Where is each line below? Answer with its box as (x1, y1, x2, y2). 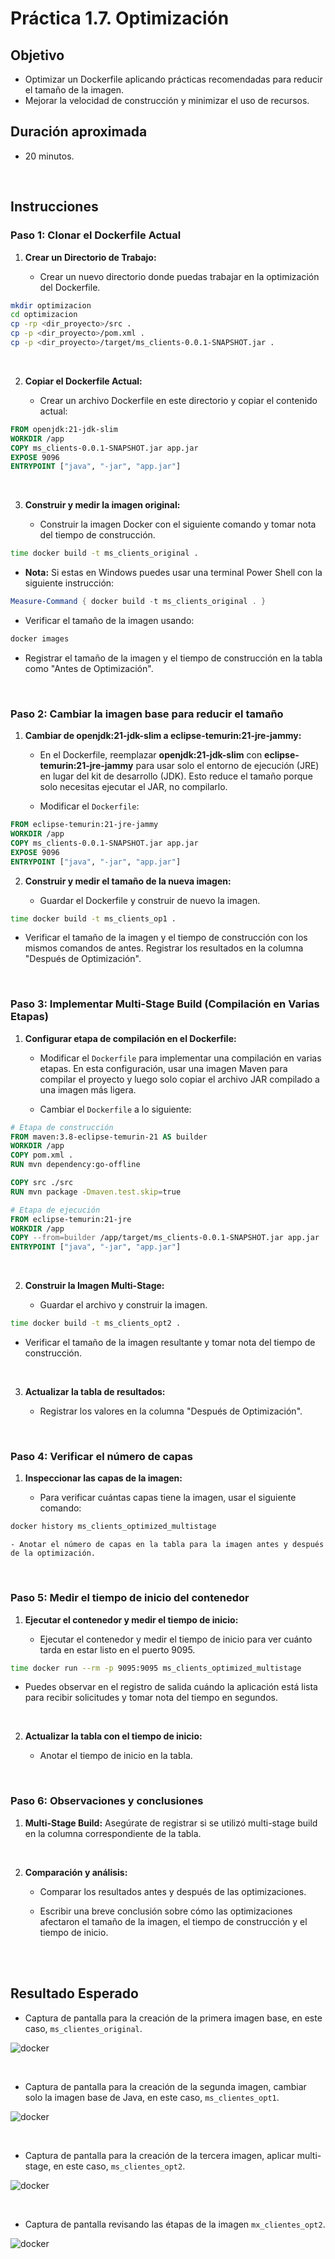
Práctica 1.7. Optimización (10, 7, 230, 30)
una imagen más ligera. (39, 1083, 137, 1096)
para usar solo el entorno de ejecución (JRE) (135, 760, 320, 772)
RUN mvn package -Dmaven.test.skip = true (10, 1187, 182, 1197)
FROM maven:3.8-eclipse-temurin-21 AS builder (10, 1132, 208, 1142)
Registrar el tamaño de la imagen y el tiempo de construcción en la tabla (24, 652, 323, 664)
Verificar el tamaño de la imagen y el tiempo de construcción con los (24, 932, 308, 944)
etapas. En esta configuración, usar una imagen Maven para (39, 1062, 288, 1074)
